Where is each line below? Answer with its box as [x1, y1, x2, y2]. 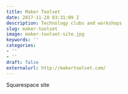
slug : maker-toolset [6, 25, 58, 32]
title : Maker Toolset [6, 8, 61, 15]
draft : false [6, 59, 39, 65]
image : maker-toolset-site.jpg [6, 31, 85, 37]
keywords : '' [6, 37, 39, 43]
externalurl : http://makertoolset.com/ [6, 64, 106, 71]
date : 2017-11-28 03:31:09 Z [6, 14, 79, 20]
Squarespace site [6, 81, 50, 89]
